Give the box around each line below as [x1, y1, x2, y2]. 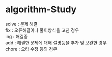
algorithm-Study [5, 4, 77, 15]
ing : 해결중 [5, 33, 28, 39]
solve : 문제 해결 [5, 21, 38, 27]
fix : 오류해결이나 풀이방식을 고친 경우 [5, 27, 79, 33]
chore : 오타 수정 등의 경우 [5, 46, 58, 52]
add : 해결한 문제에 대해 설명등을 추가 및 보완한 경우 [5, 39, 107, 46]
